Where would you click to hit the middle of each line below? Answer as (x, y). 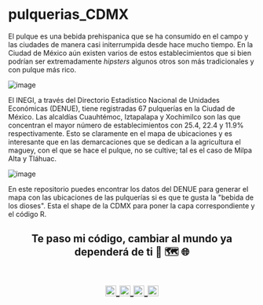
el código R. (27, 214)
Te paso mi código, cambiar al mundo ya (132, 239)
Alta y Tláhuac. (33, 158)
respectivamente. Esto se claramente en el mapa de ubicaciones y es (121, 133)
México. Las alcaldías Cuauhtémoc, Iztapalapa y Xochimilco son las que (124, 116)
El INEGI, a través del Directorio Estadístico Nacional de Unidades (114, 100)
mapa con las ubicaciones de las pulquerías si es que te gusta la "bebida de (131, 197)
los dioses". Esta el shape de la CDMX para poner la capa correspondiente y (131, 205)
